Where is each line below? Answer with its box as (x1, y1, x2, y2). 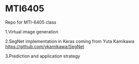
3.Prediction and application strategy (5, 53, 81, 59)
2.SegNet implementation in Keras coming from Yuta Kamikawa (5, 38, 135, 44)
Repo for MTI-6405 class (5, 19, 56, 25)
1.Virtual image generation (5, 29, 58, 34)
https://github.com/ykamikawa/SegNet (5, 43, 85, 49)
